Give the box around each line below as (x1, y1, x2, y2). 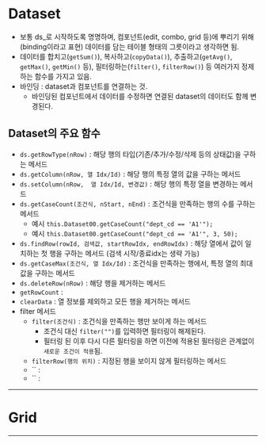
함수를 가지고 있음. (34, 71, 93, 81)
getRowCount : (19, 287, 63, 297)
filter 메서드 (19, 306, 57, 316)
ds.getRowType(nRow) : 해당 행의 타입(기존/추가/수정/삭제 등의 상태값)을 (19, 149, 241, 159)
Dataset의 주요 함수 (8, 127, 101, 140)
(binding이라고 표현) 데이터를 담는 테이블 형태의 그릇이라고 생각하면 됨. (19, 41, 240, 52)
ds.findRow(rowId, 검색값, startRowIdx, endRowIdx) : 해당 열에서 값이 (19, 239, 244, 248)
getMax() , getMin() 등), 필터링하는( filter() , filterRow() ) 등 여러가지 (19, 61, 240, 71)
